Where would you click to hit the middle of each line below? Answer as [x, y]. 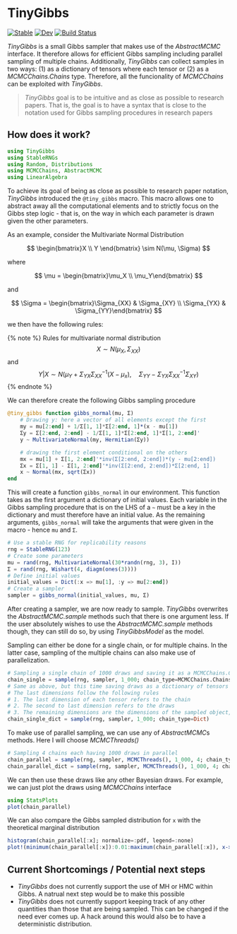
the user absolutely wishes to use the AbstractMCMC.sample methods [110, 624]
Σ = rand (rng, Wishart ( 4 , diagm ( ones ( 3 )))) [72, 569]
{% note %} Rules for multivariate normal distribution [84, 338]
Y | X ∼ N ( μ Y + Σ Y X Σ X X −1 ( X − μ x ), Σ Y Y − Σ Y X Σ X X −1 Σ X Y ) [119, 374]
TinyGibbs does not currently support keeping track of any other [111, 901]
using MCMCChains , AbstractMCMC [55, 171]
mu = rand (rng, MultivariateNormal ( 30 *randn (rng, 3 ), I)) [94, 562]
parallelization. [29, 660]
